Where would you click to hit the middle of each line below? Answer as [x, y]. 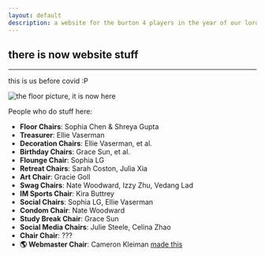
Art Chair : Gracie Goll [55, 177]
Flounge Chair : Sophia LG [62, 160]
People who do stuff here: [50, 112]
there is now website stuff [73, 55]
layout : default [35, 15]
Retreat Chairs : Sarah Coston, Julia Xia [84, 169]
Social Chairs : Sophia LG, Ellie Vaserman [86, 202]
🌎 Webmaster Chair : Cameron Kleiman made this [101, 244]
